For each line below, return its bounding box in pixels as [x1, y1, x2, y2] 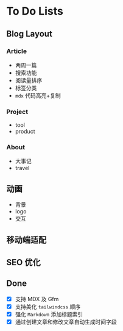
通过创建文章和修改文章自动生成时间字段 [15, 318, 117, 326]
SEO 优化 [6, 257, 41, 268]
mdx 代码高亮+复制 [15, 91, 61, 99]
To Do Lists [6, 4, 64, 18]
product [15, 128, 35, 135]
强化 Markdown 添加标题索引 [15, 311, 83, 318]
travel [15, 165, 30, 172]
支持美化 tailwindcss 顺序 [15, 303, 81, 310]
